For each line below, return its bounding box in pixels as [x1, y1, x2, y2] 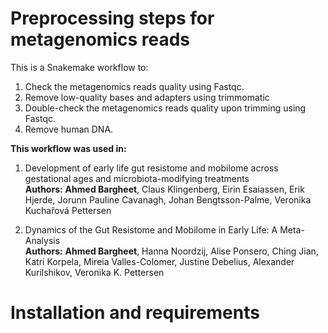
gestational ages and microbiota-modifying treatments [24, 172, 250, 184]
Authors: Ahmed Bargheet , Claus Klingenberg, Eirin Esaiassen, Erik [24, 183, 305, 195]
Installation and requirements [10, 302, 260, 324]
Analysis [24, 234, 61, 246]
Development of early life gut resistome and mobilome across [24, 162, 279, 174]
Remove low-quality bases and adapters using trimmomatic [24, 91, 270, 103]
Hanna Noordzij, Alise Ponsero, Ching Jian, [141, 245, 319, 257]
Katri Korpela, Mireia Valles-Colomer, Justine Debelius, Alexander [24, 255, 295, 267]
